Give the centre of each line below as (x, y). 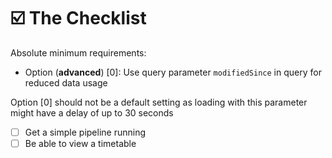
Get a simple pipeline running (85, 132)
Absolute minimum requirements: (78, 52)
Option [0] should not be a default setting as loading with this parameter (159, 102)
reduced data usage (66, 82)
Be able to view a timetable (80, 143)
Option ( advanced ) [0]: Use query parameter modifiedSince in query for (173, 72)
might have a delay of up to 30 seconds (92, 112)
